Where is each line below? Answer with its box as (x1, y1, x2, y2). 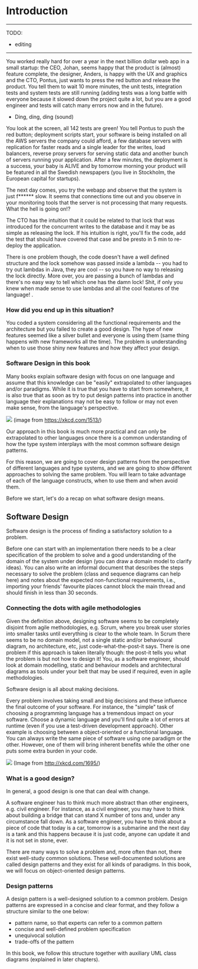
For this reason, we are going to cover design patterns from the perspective (6, 458, 190, 465)
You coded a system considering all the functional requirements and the (6, 319, 181, 327)
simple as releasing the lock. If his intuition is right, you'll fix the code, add (6, 229, 186, 236)
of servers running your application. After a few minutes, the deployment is (6, 156, 188, 163)
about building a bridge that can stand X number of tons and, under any (6, 812, 180, 819)
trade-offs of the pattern (14, 938, 74, 945)
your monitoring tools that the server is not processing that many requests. (6, 199, 188, 206)
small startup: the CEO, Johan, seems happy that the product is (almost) (6, 64, 181, 71)
